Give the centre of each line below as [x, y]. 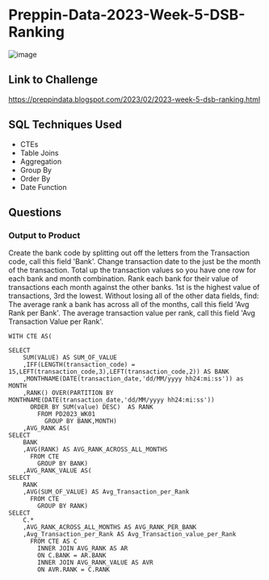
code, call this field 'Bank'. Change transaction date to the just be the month [134, 262]
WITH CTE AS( [30, 337]
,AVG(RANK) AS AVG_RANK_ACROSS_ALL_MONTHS [95, 450]
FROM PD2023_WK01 [66, 414]
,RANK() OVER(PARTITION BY [68, 393]
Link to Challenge [53, 80]
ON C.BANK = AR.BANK [72, 556]
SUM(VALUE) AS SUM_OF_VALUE [70, 358]
